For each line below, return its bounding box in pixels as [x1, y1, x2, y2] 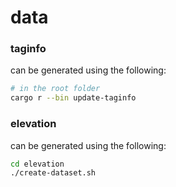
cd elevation [10, 159, 65, 169]
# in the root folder [10, 84, 101, 94]
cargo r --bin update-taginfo [10, 93, 137, 103]
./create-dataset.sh [10, 168, 97, 178]
